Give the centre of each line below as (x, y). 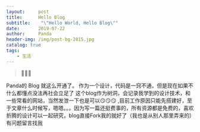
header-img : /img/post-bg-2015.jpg (50, 39)
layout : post (28, 12)
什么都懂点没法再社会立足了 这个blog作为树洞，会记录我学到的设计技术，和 (98, 93)
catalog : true (24, 45)
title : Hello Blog (36, 17)
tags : (13, 51)
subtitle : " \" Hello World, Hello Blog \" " (62, 23)
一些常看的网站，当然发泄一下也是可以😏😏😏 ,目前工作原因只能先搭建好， (97, 100)
